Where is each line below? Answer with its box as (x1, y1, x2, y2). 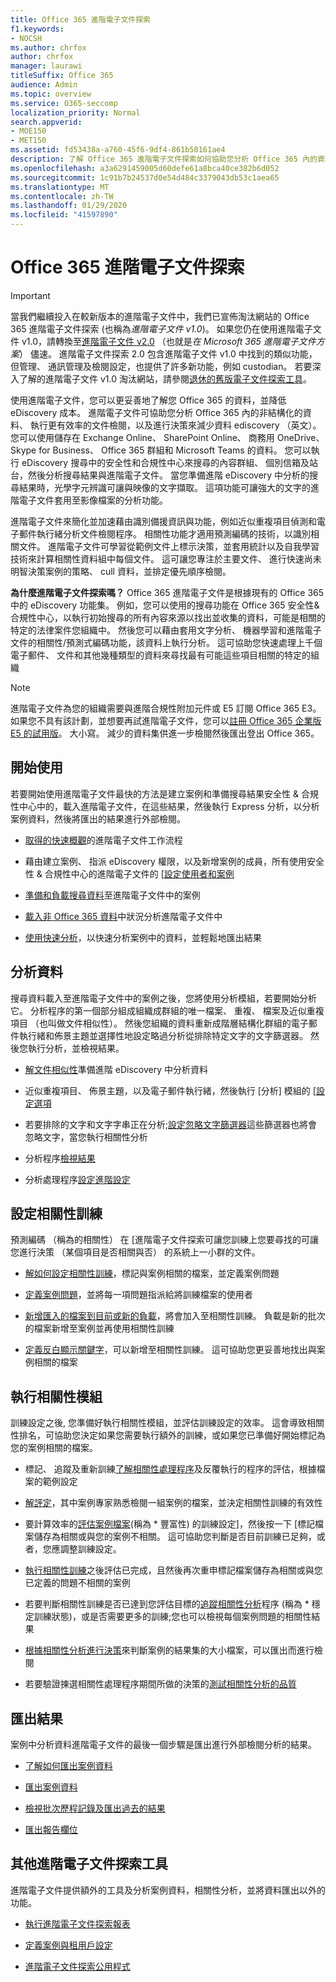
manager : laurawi (10, 61, 83, 71)
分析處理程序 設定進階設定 (24, 1173, 131, 1185)
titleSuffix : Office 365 (10, 71, 114, 81)
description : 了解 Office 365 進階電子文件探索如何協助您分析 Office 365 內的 (10, 154, 318, 164)
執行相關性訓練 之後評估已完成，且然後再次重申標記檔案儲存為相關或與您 (24, 1564, 323, 1576)
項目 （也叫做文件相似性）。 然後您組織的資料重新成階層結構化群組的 (10, 1017, 292, 1029)
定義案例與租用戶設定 (24, 1939, 113, 1951)
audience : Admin (10, 80, 78, 90)
